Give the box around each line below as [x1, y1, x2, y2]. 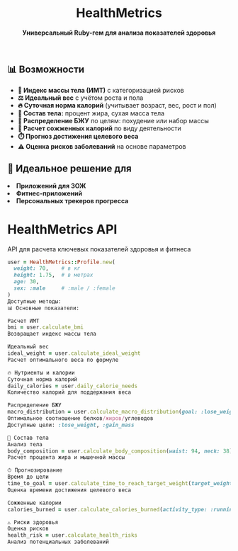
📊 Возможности [7, 64, 85, 76]
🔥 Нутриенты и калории [7, 369, 75, 376]
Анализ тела [7, 441, 42, 448]
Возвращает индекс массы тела [7, 331, 97, 338]
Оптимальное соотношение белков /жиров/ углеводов [7, 415, 154, 422]
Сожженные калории [7, 499, 62, 506]
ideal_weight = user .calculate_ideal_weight [7, 350, 141, 357]
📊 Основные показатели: [7, 305, 80, 312]
